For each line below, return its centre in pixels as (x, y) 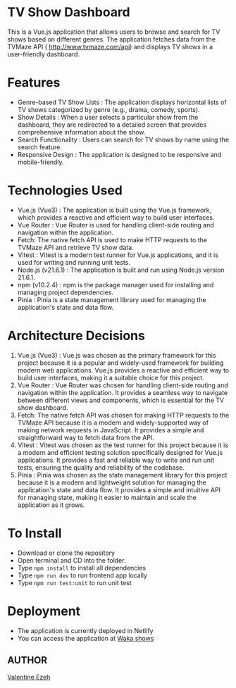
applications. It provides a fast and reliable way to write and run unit (116, 460)
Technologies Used (65, 190)
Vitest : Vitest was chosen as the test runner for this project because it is (123, 445)
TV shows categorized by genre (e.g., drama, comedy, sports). (108, 109)
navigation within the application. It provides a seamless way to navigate (123, 392)
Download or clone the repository (66, 553)
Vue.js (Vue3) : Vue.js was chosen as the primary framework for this (117, 355)
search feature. (39, 147)
